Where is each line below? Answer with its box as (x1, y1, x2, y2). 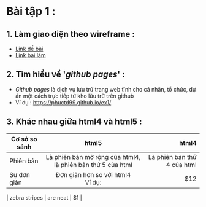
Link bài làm (15, 52, 46, 59)
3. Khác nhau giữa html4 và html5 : (6, 117, 142, 127)
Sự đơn (9, 170, 31, 179)
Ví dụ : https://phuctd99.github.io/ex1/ (15, 98, 112, 106)
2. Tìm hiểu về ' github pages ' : (6, 69, 125, 80)
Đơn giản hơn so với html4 (55, 170, 131, 179)
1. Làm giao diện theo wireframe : (6, 29, 135, 39)
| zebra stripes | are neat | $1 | (6, 193, 83, 201)
